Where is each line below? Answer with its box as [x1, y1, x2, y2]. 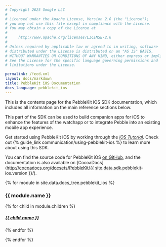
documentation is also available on [5, 159, 76, 165]
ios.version [5, 170, 28, 176]
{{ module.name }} [5, 192, 51, 199]
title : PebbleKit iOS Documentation [5, 81, 81, 86]
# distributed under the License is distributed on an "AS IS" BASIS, [5, 49, 154, 54]
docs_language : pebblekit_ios [5, 85, 68, 90]
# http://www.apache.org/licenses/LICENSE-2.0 [5, 35, 112, 40]
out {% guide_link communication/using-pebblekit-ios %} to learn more [5, 139, 151, 145]
